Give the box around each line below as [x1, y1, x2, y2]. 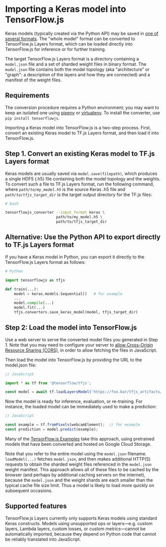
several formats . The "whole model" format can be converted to [5, 36, 135, 42]
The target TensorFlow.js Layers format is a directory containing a [5, 56, 139, 61]
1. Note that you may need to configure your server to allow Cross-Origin [5, 342, 153, 348]
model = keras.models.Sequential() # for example [14, 291, 123, 296]
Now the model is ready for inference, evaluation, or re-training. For [5, 398, 143, 405]
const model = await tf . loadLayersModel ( [5, 389, 92, 395]
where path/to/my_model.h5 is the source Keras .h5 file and [5, 186, 125, 192]
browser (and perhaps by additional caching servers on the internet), [5, 472, 146, 478]
